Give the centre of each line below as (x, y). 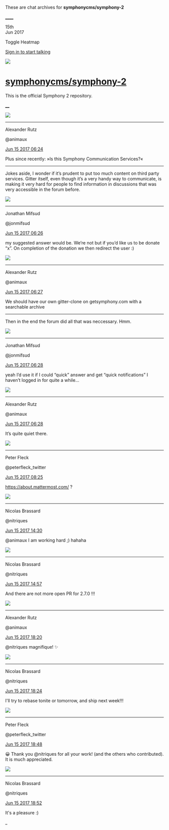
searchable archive (25, 307)
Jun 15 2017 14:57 (24, 583)
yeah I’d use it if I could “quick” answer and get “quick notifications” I (77, 375)
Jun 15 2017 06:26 (24, 233)
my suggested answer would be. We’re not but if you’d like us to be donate (82, 242)
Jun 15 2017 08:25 (24, 477)
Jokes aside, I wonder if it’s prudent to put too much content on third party (82, 173)
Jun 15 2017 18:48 (24, 744)
